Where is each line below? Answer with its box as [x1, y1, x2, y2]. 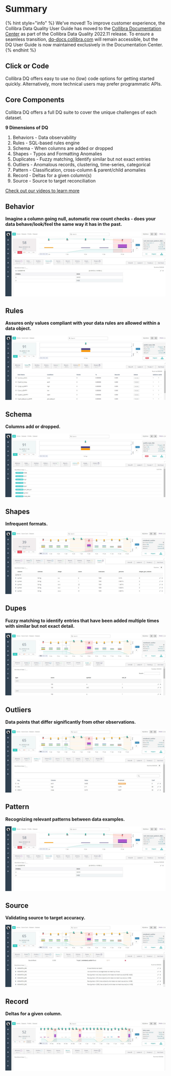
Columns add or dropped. [5, 424, 61, 430]
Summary [5, 3, 47, 15]
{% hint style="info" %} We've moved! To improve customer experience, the [5, 20, 165, 26]
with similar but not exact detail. [5, 623, 75, 629]
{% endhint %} [5, 47, 37, 53]
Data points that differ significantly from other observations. [5, 719, 136, 725]
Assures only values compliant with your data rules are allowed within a [5, 320, 160, 326]
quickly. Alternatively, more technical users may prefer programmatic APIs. [5, 81, 162, 87]
